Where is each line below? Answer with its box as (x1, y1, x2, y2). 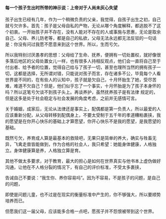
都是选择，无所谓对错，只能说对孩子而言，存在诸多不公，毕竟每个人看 (18, 71, 161, 76)
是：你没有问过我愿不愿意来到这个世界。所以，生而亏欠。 (5, 41, 122, 47)
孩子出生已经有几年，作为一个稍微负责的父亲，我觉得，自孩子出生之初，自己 (5, 16, 161, 22)
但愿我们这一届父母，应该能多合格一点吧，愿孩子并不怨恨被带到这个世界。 (5, 209, 157, 215)
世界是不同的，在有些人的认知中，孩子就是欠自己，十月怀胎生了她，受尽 (5, 77, 152, 83)
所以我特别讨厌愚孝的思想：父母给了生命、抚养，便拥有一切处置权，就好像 (5, 52, 157, 58)
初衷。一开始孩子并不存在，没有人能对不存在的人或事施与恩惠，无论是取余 (9, 29, 161, 35)
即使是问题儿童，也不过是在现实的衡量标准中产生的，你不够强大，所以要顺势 (5, 192, 161, 198)
